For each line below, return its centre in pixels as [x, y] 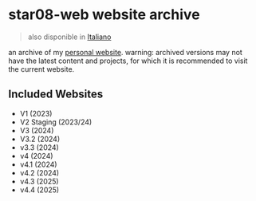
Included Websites [56, 95]
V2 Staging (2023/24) [56, 122]
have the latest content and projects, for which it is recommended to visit [128, 61]
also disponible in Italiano [69, 37]
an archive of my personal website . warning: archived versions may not [126, 52]
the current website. [41, 69]
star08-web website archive [104, 15]
